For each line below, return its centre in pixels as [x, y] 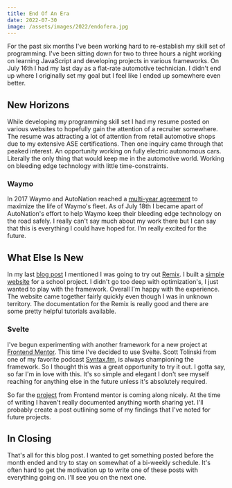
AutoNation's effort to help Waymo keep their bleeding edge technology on [114, 214]
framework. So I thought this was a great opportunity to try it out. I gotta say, [116, 367]
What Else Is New [46, 258]
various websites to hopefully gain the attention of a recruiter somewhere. [113, 129]
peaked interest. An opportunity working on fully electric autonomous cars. [114, 151]
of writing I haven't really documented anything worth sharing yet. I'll [105, 402]
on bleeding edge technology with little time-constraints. [88, 166]
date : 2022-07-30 [32, 20]
